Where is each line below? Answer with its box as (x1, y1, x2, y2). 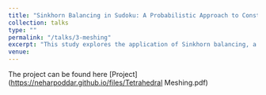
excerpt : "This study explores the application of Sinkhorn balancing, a (8, 41, 257, 49)
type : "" (8, 26, 37, 34)
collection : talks (8, 19, 69, 27)
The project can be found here (8, 70, 108, 79)
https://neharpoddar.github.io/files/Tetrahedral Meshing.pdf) (10, 78, 208, 87)
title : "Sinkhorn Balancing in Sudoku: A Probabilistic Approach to (8, 11, 239, 20)
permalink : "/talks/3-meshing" (8, 33, 112, 42)
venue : (8, 48, 30, 56)
